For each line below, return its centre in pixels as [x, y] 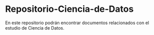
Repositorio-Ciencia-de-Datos [69, 9]
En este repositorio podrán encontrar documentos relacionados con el [77, 23]
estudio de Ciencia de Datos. [35, 28]
